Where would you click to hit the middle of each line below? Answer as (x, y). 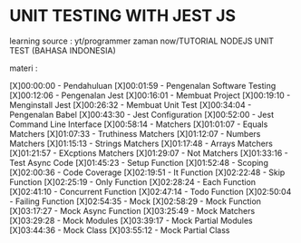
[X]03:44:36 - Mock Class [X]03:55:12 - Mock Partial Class (120, 230)
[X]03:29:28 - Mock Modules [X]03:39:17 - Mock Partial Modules (131, 220)
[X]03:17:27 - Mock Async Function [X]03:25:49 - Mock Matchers (132, 210)
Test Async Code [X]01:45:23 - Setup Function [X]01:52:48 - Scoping (139, 162)
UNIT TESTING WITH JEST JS (123, 16)
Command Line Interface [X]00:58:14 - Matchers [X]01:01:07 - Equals (139, 124)
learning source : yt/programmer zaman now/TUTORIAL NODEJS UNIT (142, 41)
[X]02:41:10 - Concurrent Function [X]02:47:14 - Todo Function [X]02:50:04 (150, 191)
